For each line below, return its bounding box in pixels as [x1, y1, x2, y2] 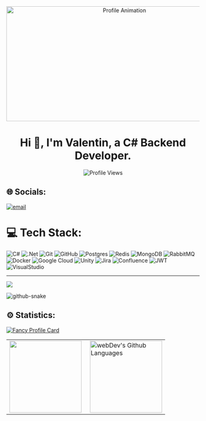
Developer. [74, 149, 132, 163]
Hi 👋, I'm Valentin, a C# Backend [20, 136, 186, 150]
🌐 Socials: [6, 187, 47, 197]
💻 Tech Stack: [6, 226, 82, 240]
